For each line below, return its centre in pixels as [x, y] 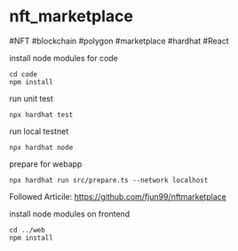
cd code [24, 74]
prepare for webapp [46, 164]
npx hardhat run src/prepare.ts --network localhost [109, 180]
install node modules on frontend [70, 214]
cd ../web [28, 230]
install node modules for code [63, 58]
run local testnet [39, 131]
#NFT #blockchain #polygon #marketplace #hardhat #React [119, 41]
